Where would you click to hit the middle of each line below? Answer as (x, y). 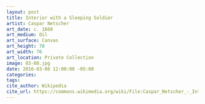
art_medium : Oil (27, 35)
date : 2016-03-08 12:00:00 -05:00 (50, 69)
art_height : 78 (26, 46)
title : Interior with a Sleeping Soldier (60, 18)
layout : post (23, 12)
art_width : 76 (24, 52)
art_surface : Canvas (33, 40)
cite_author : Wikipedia (37, 86)
